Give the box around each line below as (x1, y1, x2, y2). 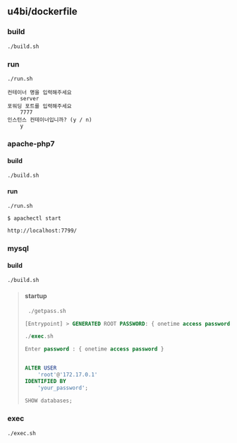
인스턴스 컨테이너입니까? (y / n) (7, 116, 92, 123)
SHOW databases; (24, 397, 73, 404)
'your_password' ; (37, 384, 88, 391)
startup (24, 292, 47, 300)
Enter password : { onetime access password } (24, 345, 164, 353)
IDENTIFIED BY (24, 377, 66, 384)
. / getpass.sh (28, 307, 66, 314)
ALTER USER (24, 365, 57, 372)
